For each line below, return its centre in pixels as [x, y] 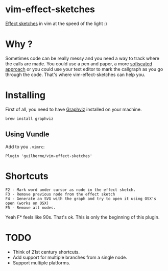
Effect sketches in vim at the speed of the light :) [56, 23]
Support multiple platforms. [41, 263]
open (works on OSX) [27, 203]
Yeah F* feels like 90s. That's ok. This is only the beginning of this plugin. [82, 217]
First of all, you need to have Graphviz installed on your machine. [74, 109]
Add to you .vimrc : [25, 146]
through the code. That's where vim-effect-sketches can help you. [75, 75]
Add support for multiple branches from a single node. [70, 257]
